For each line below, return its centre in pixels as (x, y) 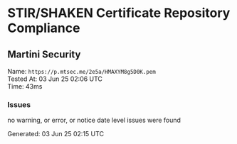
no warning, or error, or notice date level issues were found (94, 120)
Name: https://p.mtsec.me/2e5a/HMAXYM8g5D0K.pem (82, 71)
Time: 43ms (25, 86)
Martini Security (44, 54)
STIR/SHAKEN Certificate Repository (119, 13)
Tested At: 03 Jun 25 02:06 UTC (55, 79)
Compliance (44, 28)
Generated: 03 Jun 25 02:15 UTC (56, 134)
